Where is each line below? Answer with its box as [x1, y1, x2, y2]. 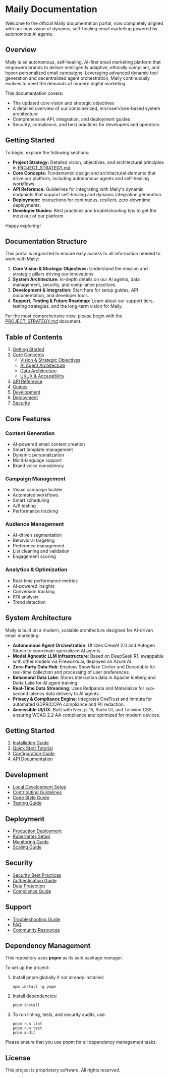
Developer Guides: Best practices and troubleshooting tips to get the [12, 207, 157, 213]
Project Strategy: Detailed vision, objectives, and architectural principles [12, 159, 164, 165]
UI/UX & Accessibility [20, 373, 65, 379]
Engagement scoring [12, 553, 57, 559]
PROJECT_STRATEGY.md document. [5, 318, 82, 324]
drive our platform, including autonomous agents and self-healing [12, 175, 149, 181]
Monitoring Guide [12, 839, 49, 845]
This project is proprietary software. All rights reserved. [5, 1067, 121, 1073]
